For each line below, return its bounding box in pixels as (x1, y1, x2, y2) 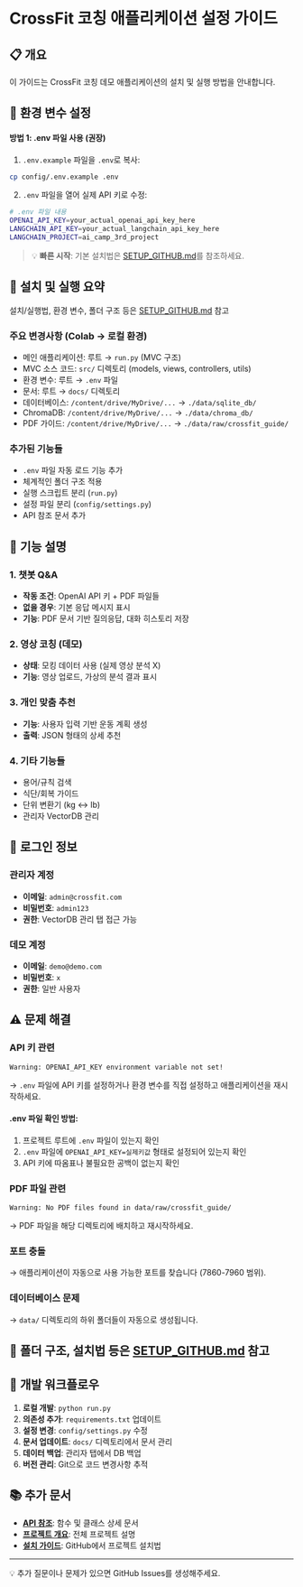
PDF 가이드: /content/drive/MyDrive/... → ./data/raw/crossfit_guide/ (22, 418, 289, 429)
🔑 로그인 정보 (9, 840, 78, 855)
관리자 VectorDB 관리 (22, 810, 99, 821)
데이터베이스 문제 (9, 1292, 80, 1304)
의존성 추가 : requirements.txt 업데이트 (22, 1414, 162, 1425)
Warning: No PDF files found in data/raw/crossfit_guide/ (9, 1203, 232, 1212)
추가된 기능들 (9, 443, 63, 455)
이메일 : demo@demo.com (22, 961, 102, 971)
